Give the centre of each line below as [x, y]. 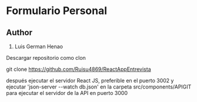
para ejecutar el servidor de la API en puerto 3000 [67, 93]
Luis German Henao [39, 46]
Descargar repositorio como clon [46, 58]
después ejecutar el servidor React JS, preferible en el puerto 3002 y [90, 81]
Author [19, 33]
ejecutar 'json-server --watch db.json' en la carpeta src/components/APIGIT [99, 87]
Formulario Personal [57, 11]
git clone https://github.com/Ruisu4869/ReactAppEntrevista [79, 69]
